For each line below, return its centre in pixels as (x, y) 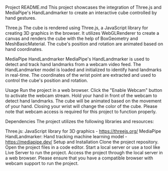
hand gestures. (21, 18)
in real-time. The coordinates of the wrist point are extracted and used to (81, 75)
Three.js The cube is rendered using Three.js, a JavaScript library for (77, 28)
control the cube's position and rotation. (47, 80)
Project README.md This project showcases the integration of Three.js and (83, 7)
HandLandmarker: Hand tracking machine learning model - (66, 136)
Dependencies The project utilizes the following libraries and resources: (80, 121)
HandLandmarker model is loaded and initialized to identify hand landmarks (83, 70)
